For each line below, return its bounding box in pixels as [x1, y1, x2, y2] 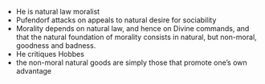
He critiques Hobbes [15, 50, 84, 58]
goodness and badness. [15, 41, 96, 50]
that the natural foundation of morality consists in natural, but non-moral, [15, 32, 257, 42]
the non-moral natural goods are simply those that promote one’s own [15, 58, 247, 67]
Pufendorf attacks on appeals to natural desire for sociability [15, 15, 217, 25]
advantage [15, 66, 52, 75]
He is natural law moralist [15, 7, 100, 16]
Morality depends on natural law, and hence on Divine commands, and [15, 24, 250, 33]
